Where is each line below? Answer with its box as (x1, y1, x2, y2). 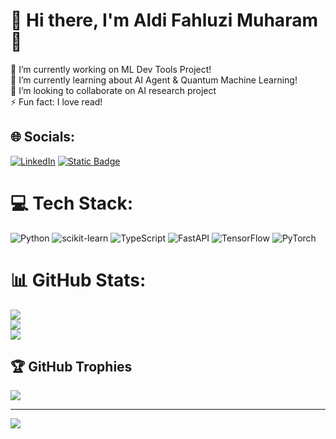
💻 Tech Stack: (10, 192, 134, 214)
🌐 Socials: (10, 129, 76, 146)
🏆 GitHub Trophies (10, 359, 133, 376)
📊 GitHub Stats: (10, 269, 147, 291)
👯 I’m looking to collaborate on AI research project (10, 84, 217, 96)
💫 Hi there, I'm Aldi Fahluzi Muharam (10, 9, 318, 32)
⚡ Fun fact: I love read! (10, 95, 103, 108)
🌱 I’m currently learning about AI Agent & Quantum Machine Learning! (10, 74, 298, 86)
